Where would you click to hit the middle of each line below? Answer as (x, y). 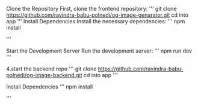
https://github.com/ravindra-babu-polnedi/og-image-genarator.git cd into (97, 15)
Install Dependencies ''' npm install (50, 87)
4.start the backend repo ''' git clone (51, 69)
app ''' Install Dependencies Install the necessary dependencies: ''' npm (96, 21)
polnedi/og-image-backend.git (44, 75)
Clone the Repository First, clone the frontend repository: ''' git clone (91, 9)
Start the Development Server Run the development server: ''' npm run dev (99, 51)
